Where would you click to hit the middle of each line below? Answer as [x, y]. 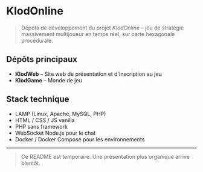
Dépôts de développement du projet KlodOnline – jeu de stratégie [102, 28]
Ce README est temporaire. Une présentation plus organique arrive [105, 156]
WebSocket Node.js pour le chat [55, 133]
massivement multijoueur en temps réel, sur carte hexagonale [98, 34]
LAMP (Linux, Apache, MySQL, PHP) [60, 114]
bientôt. [31, 163]
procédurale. [37, 40]
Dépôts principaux [42, 59]
